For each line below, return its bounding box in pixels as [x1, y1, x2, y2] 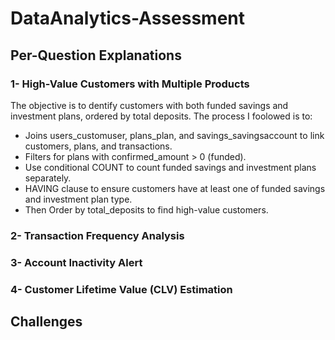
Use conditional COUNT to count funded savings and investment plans [24, 161, 317, 173]
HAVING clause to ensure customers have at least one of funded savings [24, 182, 326, 194]
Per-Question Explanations [10, 47, 182, 64]
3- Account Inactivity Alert [10, 255, 143, 269]
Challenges [10, 313, 83, 331]
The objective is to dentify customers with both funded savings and [10, 99, 289, 111]
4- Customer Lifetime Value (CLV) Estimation [10, 282, 233, 296]
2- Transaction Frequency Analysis [10, 228, 185, 242]
